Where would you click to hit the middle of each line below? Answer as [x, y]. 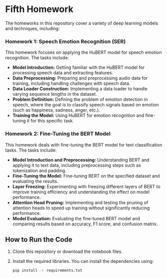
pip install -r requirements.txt [47, 270]
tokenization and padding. [39, 170]
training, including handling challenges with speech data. [71, 83]
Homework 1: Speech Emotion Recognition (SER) [65, 41]
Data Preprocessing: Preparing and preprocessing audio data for [80, 78]
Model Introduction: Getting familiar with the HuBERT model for [78, 67]
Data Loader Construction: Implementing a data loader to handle [80, 89]
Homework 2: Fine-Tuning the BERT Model [58, 134]
